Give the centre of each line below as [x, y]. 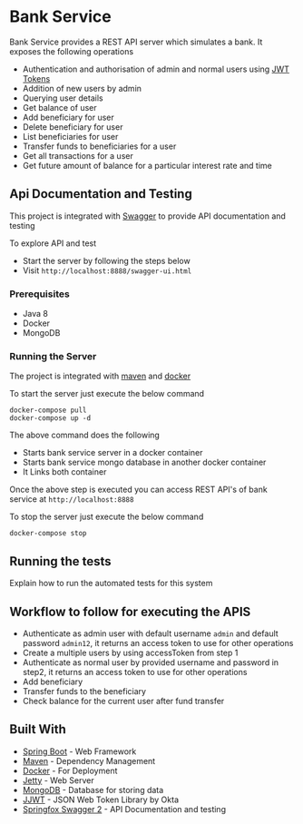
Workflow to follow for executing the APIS [130, 611]
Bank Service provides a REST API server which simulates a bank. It [136, 42]
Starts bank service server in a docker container [112, 453]
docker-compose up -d [50, 418]
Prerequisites [39, 294]
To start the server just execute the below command [107, 394]
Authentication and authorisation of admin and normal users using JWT [156, 69]
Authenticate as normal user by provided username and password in [151, 662]
